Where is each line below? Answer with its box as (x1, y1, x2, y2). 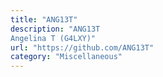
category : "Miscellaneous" (10, 52, 123, 62)
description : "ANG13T (10, 24, 101, 34)
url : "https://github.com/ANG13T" (10, 42, 155, 53)
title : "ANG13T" (10, 14, 78, 25)
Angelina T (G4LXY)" (10, 33, 97, 43)
